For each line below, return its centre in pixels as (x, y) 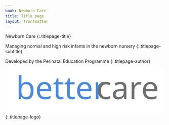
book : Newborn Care (26, 11)
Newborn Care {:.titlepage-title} (38, 36)
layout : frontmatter (27, 21)
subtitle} (14, 52)
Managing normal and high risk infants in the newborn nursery (70, 46)
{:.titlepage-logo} (23, 117)
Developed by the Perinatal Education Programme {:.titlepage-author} (78, 61)
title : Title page (25, 16)
